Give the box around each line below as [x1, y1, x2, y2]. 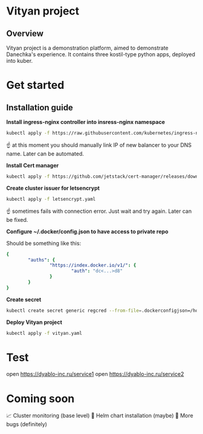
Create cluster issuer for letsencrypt [6, 184, 100, 192]
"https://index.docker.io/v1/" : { [49, 262, 137, 268]
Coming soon [6, 392, 75, 406]
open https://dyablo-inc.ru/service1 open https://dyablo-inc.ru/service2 [6, 371, 184, 378]
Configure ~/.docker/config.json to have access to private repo [6, 228, 169, 235]
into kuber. [6, 57, 33, 64]
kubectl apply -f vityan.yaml [6, 330, 83, 336]
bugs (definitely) [6, 421, 47, 428]
